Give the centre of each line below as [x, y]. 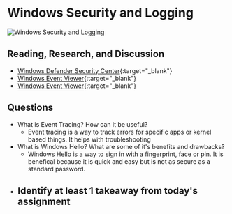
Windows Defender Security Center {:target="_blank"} [95, 70]
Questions [30, 108]
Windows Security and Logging [101, 13]
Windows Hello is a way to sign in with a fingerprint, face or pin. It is [125, 154]
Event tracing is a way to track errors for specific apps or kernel [119, 132]
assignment [44, 201]
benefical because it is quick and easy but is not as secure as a [119, 161]
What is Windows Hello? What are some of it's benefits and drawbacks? [121, 146]
